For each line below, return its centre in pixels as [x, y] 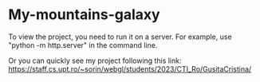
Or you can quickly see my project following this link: [95, 61]
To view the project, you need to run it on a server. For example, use [120, 37]
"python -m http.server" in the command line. [83, 45]
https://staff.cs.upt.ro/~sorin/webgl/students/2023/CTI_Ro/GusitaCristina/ [130, 68]
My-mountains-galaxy [85, 15]
